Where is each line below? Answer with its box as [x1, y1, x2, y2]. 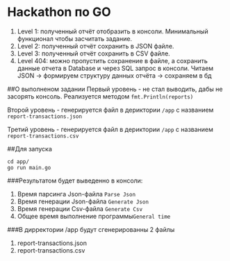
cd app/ [7, 158, 30, 165]
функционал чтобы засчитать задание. [17, 34, 133, 42]
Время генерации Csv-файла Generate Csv [17, 204, 143, 212]
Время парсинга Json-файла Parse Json [17, 190, 136, 198]
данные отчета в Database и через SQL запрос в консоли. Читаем [17, 64, 214, 72]
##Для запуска [7, 144, 52, 153]
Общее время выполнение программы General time [17, 212, 171, 220]
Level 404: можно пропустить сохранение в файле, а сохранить [17, 56, 208, 65]
